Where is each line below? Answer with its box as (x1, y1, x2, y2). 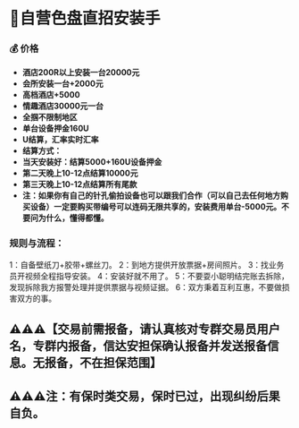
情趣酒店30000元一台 (21, 100, 104, 112)
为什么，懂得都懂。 (37, 212, 109, 224)
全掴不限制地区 (21, 112, 78, 123)
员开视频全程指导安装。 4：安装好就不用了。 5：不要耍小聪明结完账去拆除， (9, 270, 290, 281)
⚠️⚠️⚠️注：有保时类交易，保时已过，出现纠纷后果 (9, 389, 281, 404)
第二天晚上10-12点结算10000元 (21, 167, 138, 179)
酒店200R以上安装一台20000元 (21, 67, 140, 78)
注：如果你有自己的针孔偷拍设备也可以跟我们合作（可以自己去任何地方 (21, 190, 281, 201)
